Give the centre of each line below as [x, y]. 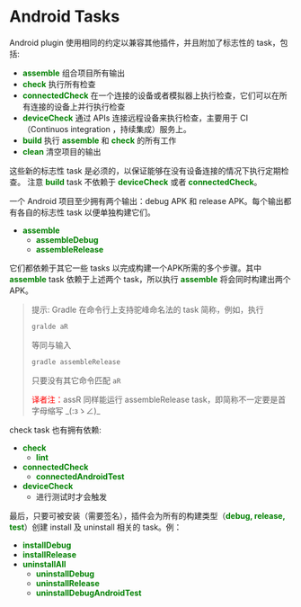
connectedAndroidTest [80, 476]
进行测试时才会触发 [71, 496]
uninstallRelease [68, 583]
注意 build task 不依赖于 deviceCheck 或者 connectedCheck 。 [144, 182]
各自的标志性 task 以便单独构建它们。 [86, 212]
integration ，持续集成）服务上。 [131, 129]
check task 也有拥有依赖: [55, 430]
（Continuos [45, 129]
